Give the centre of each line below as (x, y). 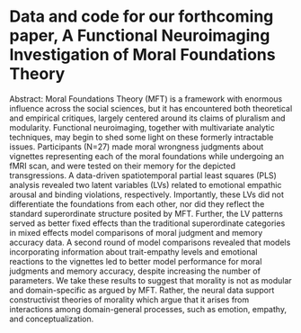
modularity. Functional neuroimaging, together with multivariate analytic (142, 127)
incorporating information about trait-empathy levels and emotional (133, 252)
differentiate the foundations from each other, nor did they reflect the (137, 203)
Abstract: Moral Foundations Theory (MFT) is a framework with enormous (146, 99)
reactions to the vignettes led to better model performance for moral (136, 261)
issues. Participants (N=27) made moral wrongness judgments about (137, 147)
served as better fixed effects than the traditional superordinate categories (147, 223)
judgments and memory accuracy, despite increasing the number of (135, 271)
